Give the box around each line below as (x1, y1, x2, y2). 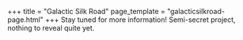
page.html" (7, 15, 44, 24)
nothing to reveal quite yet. (7, 24, 95, 32)
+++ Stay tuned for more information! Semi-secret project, (45, 15, 236, 24)
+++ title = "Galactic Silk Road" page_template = (7, 7, 165, 16)
